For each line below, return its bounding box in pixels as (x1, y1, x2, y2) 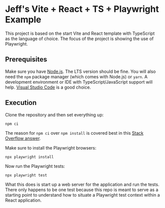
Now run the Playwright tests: (5, 163, 66, 169)
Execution (5, 99, 37, 107)
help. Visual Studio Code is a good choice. (5, 84, 91, 90)
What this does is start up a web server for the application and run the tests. (5, 181, 160, 187)
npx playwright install (5, 155, 54, 159)
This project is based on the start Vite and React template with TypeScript (5, 30, 155, 36)
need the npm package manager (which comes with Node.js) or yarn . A (5, 73, 148, 80)
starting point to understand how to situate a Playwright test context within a (5, 192, 160, 198)
